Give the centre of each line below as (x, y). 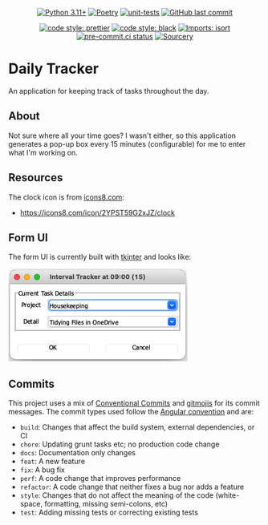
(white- (227, 495)
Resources (36, 178)
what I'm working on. (43, 152)
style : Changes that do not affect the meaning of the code (117, 495)
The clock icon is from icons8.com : (66, 197)
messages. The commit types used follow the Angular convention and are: (131, 412)
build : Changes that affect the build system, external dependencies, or (137, 427)
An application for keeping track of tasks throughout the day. (109, 91)
